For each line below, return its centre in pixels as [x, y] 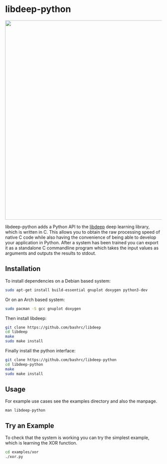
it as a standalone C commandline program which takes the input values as [82, 248]
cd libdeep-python [24, 364]
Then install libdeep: [26, 318]
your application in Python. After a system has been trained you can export [82, 242]
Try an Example [30, 425]
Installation [23, 269]
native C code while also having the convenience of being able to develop [81, 237]
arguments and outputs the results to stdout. [51, 253]
